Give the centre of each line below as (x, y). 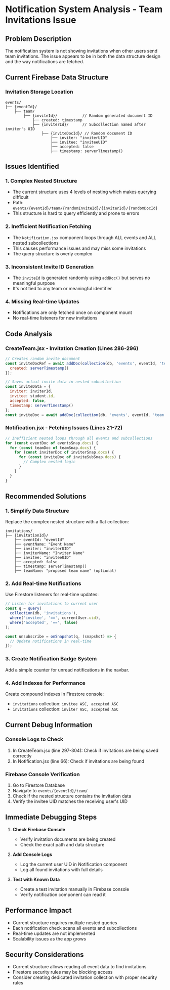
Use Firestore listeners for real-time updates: (52, 595)
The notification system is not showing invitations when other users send (81, 51)
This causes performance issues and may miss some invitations (79, 248)
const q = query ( (24, 609)
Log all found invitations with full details (61, 869)
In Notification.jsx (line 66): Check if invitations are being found (78, 761)
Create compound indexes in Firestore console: (55, 694)
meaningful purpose (34, 283)
